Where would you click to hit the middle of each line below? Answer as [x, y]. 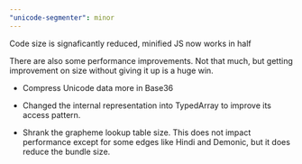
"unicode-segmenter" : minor [62, 18]
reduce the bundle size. [66, 151]
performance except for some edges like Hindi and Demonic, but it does [156, 141]
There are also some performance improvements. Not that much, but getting [151, 60]
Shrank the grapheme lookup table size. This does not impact [137, 132]
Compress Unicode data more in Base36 [98, 87]
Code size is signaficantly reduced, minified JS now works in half [131, 43]
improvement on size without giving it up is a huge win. [111, 70]
